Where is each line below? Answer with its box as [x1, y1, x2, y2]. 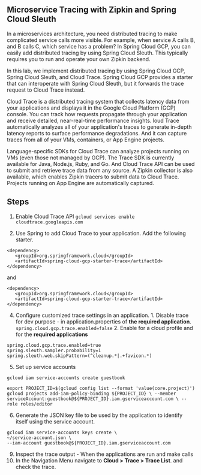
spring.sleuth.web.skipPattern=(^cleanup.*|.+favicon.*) [7, 353, 152, 359]
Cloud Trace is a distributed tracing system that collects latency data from [7, 98, 190, 105]
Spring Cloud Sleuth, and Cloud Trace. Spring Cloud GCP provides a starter [7, 73, 194, 80]
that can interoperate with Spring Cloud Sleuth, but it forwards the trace [7, 80, 184, 87]
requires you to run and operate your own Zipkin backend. [7, 55, 151, 62]
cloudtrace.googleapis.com [15, 219, 83, 225]
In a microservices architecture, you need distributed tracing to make [7, 30, 178, 37]
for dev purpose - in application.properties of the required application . [15, 317, 191, 325]
